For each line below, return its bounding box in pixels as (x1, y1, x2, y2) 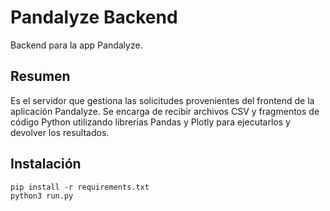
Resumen (10, 68, 71, 85)
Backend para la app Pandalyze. (10, 39, 143, 51)
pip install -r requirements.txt (10, 182, 150, 192)
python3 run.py (10, 191, 74, 201)
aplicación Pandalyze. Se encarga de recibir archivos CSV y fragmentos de (10, 105, 320, 117)
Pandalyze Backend (10, 6, 178, 29)
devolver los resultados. (10, 126, 110, 138)
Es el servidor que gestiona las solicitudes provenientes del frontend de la (10, 94, 315, 106)
